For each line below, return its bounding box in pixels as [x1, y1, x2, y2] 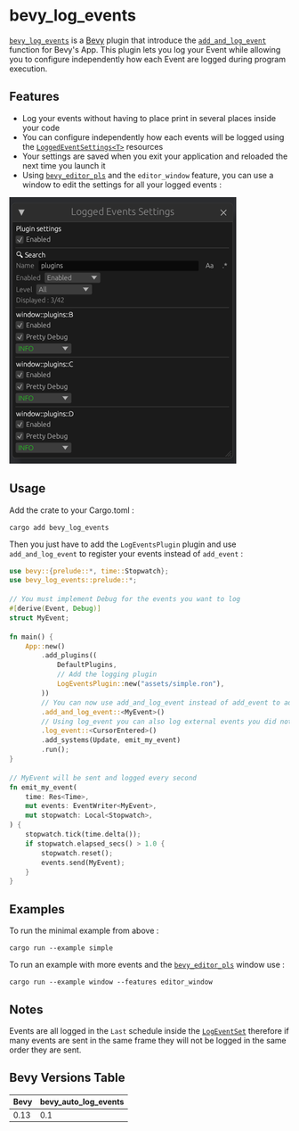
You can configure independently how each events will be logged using [21, 131, 285, 143]
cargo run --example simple [9, 944, 114, 953]
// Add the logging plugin [56, 670, 158, 679]
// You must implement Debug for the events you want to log [9, 595, 241, 604]
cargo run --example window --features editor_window [9, 978, 214, 987]
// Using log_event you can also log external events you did [41, 717, 277, 726]
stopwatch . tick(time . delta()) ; [25, 830, 141, 839]
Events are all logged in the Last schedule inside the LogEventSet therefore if [9, 1025, 289, 1036]
